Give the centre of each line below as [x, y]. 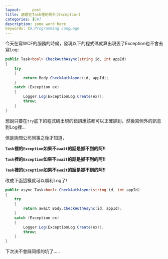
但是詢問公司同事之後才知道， [36, 138]
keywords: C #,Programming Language [42, 29]
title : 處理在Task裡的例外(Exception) [43, 15]
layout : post [23, 10]
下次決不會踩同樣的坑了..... [33, 251]
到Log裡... [16, 127]
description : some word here [36, 24]
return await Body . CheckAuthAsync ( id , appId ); [73, 209]
